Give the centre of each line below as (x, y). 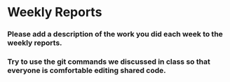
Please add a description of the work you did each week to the (115, 34)
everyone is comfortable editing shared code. (87, 71)
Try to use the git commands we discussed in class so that (109, 62)
